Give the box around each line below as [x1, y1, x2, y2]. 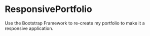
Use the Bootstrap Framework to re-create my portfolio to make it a [5, 20, 145, 26]
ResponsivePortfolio [5, 3, 92, 15]
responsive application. [5, 25, 54, 31]
